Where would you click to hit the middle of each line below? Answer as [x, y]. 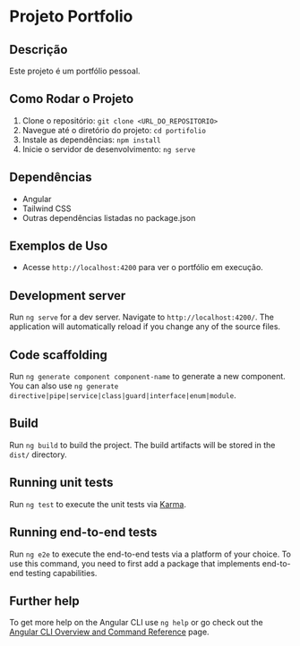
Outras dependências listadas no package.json [109, 217]
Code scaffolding [58, 355]
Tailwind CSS [47, 208]
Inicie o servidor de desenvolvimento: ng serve [109, 149]
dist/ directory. [38, 455]
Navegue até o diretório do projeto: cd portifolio [114, 130]
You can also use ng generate [64, 386]
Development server [68, 296]
